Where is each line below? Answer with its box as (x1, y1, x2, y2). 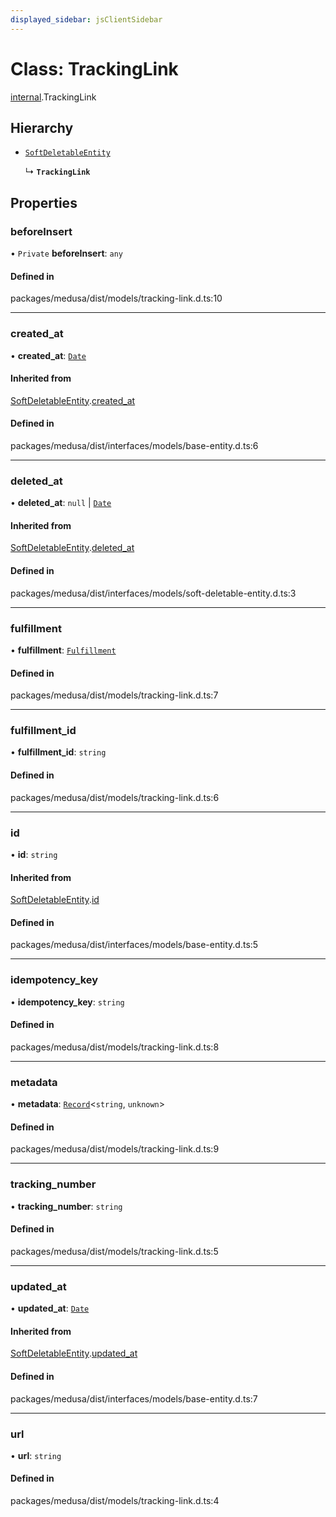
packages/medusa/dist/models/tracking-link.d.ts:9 (10, 1143, 220, 1155)
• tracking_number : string (10, 1200, 123, 1212)
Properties (10, 194, 78, 211)
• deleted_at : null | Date (10, 497, 112, 509)
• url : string (10, 1449, 62, 1461)
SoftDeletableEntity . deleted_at (10, 542, 135, 554)
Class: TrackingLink (10, 57, 179, 80)
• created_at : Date (10, 349, 87, 361)
